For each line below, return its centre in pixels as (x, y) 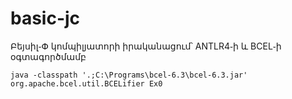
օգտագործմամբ (48, 56)
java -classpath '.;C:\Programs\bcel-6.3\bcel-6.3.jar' (129, 75)
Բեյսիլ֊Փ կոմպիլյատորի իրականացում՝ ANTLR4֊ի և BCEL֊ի (146, 46)
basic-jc (45, 18)
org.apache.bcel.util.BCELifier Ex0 (86, 83)
